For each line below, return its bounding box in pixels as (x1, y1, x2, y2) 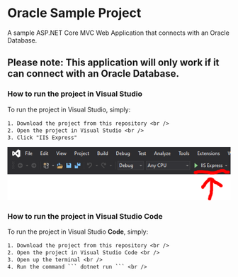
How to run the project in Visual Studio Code (7, 211, 163, 221)
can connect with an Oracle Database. (7, 67, 179, 80)
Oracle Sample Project (7, 5, 142, 21)
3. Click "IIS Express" (7, 134, 78, 141)
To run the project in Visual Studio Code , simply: (7, 227, 149, 236)
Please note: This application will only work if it (7, 57, 220, 69)
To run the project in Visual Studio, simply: (7, 105, 131, 114)
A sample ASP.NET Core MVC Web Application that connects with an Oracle (7, 28, 230, 37)
